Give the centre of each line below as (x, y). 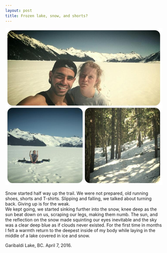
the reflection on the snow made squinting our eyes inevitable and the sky (81, 220)
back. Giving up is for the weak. (38, 204)
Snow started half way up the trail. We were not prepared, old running (77, 193)
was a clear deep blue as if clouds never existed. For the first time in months (83, 225)
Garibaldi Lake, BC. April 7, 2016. (39, 245)
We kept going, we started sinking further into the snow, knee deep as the (81, 209)
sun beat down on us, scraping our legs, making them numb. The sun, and (82, 214)
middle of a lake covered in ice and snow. (48, 236)
